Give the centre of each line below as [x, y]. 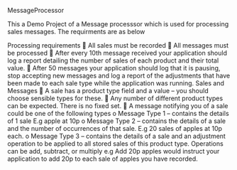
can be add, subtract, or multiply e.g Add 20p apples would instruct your [114, 151]
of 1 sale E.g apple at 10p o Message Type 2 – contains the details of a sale [116, 121]
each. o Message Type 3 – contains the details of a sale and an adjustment [116, 136]
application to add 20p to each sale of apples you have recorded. [103, 159]
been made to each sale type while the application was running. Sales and [116, 83]
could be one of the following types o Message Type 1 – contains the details [118, 113]
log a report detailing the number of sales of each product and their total [113, 60]
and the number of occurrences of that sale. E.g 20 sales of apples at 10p [115, 128]
